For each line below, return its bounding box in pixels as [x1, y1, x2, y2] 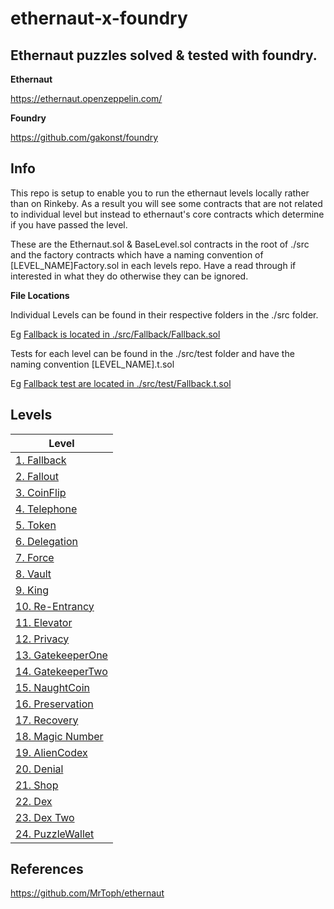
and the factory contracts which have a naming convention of [10, 248, 264, 261]
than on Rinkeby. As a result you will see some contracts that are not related [10, 197, 323, 209]
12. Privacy [15, 632, 70, 646]
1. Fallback [15, 453, 67, 467]
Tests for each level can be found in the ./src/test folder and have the [10, 347, 295, 359]
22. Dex [15, 794, 53, 808]
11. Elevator [15, 615, 73, 629]
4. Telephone [15, 502, 78, 516]
